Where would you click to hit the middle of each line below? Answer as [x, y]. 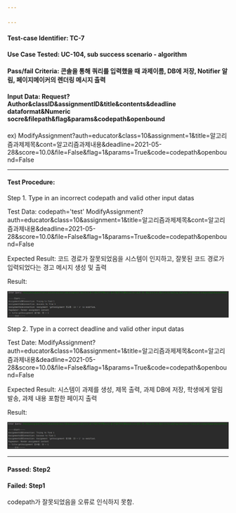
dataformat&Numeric [39, 111]
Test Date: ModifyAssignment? [52, 343]
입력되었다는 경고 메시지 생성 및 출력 [57, 267]
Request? [56, 96]
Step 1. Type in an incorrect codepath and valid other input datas [101, 197]
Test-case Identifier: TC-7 [46, 38]
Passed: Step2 [29, 469]
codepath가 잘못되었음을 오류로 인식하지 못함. [71, 502]
